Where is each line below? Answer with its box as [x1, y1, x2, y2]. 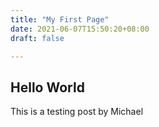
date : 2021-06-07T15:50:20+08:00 [10, 24, 150, 34]
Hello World [10, 79, 85, 96]
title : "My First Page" [10, 14, 110, 25]
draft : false [10, 33, 65, 43]
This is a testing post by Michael [10, 106, 144, 118]
